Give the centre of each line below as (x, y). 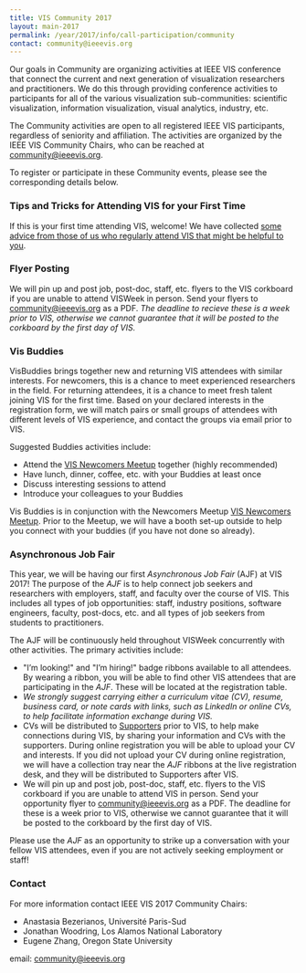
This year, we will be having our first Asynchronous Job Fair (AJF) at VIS (146, 574)
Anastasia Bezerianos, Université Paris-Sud (105, 921)
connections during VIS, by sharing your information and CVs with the (154, 736)
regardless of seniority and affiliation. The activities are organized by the (146, 136)
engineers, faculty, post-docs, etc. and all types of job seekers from (137, 613)
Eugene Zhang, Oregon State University (98, 940)
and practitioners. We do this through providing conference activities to (144, 89)
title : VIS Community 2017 (61, 18)
